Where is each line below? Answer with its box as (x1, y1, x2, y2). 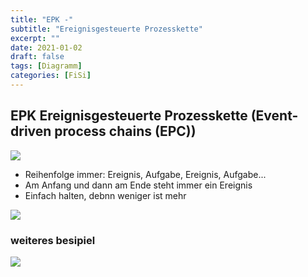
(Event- (250, 107, 299, 125)
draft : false (10, 52, 65, 62)
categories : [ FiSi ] (10, 71, 92, 81)
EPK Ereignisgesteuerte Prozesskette (10, 107, 248, 125)
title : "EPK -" (10, 14, 74, 25)
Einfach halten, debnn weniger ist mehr (24, 189, 187, 201)
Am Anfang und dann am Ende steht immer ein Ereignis (24, 179, 253, 191)
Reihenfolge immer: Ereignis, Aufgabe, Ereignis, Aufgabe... (24, 168, 267, 180)
